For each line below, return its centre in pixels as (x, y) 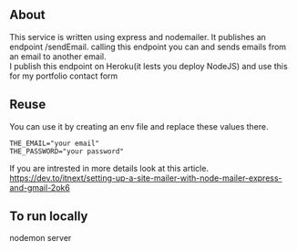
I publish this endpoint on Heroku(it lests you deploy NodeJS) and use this (149, 66)
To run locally (49, 217)
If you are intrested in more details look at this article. (109, 168)
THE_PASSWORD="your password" (67, 151)
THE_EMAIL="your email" (55, 143)
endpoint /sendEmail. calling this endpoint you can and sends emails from (148, 47)
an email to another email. (58, 56)
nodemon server (41, 238)
